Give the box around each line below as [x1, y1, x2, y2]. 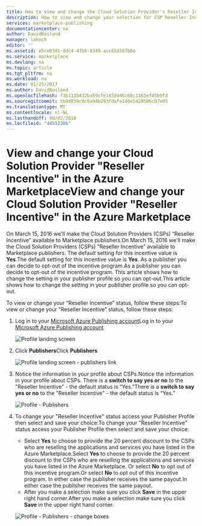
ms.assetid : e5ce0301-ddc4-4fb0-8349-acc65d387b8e [6, 48, 136, 54]
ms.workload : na [6, 76, 47, 82]
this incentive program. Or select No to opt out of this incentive [23, 469, 179, 477]
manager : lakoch [6, 37, 47, 43]
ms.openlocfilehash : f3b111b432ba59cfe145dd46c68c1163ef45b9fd [6, 93, 168, 99]
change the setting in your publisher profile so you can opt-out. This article [6, 275, 191, 283]
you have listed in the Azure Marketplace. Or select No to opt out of [23, 463, 191, 470]
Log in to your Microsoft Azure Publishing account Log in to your [14, 317, 174, 325]
